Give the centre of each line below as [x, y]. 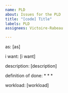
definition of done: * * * [29, 76]
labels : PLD [17, 24]
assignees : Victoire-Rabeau [34, 28]
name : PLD [15, 10]
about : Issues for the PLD [33, 14]
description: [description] [31, 66]
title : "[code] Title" [29, 19]
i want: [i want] [20, 56]
